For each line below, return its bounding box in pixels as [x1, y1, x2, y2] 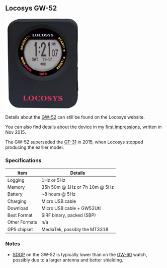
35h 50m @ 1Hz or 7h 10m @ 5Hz [41, 184, 114, 190]
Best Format [7, 212, 33, 219]
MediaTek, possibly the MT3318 [41, 226, 109, 232]
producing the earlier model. [5, 144, 64, 150]
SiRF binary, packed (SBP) [41, 212, 97, 219]
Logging [7, 177, 25, 183]
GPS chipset [7, 226, 33, 232]
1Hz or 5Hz [41, 177, 65, 183]
